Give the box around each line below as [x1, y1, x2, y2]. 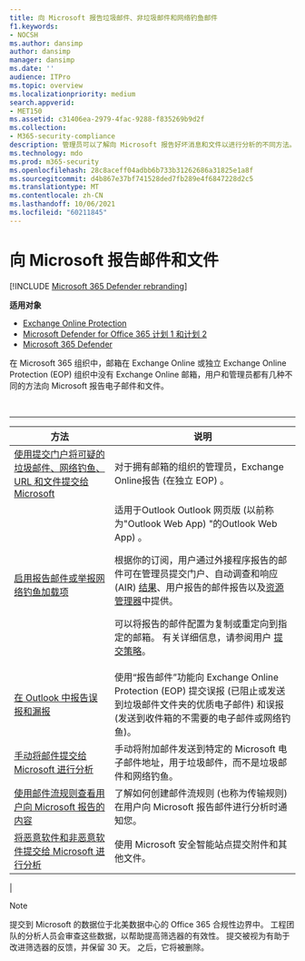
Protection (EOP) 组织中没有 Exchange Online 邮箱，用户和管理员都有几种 [9, 369, 285, 379]
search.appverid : [9, 97, 75, 107]
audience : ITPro [9, 73, 71, 82]
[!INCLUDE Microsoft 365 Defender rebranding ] [9, 280, 188, 291]
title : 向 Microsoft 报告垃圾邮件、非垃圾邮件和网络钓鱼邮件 [9, 13, 218, 23]
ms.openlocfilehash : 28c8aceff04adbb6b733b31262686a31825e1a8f [9, 166, 254, 175]
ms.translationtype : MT [9, 183, 100, 192]
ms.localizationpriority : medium [9, 89, 136, 98]
